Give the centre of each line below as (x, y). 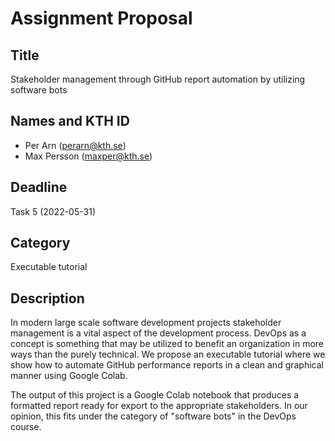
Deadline (39, 187)
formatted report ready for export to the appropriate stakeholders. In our (159, 406)
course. (26, 427)
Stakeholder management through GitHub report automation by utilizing (158, 79)
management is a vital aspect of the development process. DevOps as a (158, 333)
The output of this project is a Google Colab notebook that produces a (155, 395)
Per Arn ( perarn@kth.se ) (75, 145)
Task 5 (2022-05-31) (53, 211)
